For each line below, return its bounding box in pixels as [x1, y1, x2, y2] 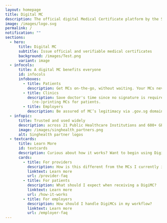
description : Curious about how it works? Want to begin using [18, 150, 153, 155]
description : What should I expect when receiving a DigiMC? [27, 183, 157, 188]
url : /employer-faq [27, 211, 68, 216]
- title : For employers [23, 197, 72, 202]
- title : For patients [23, 178, 70, 183]
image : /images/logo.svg [5, 21, 57, 26]
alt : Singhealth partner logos [18, 132, 83, 137]
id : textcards [18, 146, 48, 151]
